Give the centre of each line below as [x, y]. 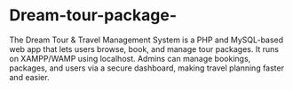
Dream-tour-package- [93, 15]
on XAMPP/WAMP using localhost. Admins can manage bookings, [130, 58]
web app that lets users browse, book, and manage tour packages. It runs [144, 49]
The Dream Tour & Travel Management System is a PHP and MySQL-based [146, 40]
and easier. [30, 77]
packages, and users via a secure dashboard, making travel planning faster [146, 68]
